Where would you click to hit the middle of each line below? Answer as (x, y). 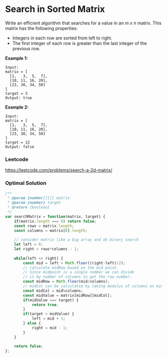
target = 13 (17, 142)
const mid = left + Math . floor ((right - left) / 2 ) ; (74, 263)
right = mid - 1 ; (50, 328)
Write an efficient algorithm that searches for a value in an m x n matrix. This (83, 23)
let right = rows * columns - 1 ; (46, 249)
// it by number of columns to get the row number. (78, 277)
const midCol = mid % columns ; (53, 291)
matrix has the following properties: (42, 28)
